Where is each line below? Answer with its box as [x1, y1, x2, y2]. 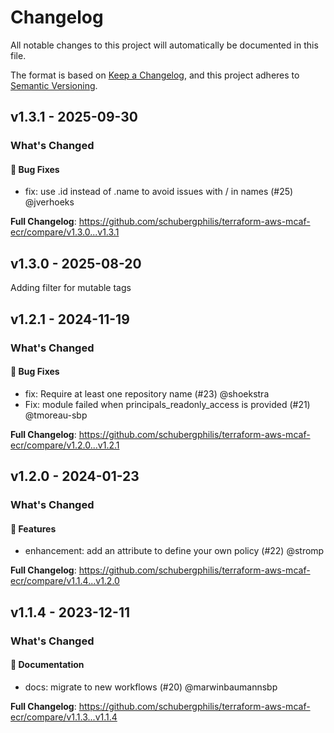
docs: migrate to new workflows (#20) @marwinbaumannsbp [24, 681, 278, 693]
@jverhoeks [24, 196, 75, 208]
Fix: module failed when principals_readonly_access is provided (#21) [24, 398, 311, 410]
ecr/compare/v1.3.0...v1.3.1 [10, 226, 120, 238]
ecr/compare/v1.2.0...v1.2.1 [10, 439, 120, 451]
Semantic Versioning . [10, 79, 98, 91]
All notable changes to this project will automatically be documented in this [10, 39, 319, 51]
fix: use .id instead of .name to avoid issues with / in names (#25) [24, 186, 294, 198]
